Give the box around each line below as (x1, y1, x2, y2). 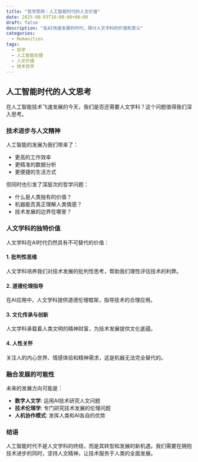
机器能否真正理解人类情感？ (14, 201, 82, 208)
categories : (6, 31, 35, 36)
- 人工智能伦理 (11, 52, 44, 58)
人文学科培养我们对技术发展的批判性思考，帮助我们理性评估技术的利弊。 (6, 267, 181, 274)
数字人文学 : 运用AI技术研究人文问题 (14, 397, 101, 404)
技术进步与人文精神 (6, 127, 61, 135)
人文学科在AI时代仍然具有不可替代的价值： (6, 239, 110, 246)
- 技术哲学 (11, 63, 35, 69)
